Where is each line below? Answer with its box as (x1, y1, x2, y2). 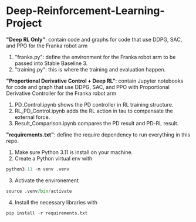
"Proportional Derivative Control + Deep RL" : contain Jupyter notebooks (6, 77, 184, 84)
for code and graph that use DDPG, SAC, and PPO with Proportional (6, 83, 170, 90)
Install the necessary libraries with (14, 199, 98, 206)
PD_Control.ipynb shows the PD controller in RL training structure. (14, 101, 174, 108)
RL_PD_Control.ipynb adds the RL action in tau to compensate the (14, 107, 173, 114)
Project (6, 16, 42, 30)
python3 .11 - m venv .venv (6, 166, 69, 172)
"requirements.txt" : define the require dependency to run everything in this (6, 131, 191, 138)
